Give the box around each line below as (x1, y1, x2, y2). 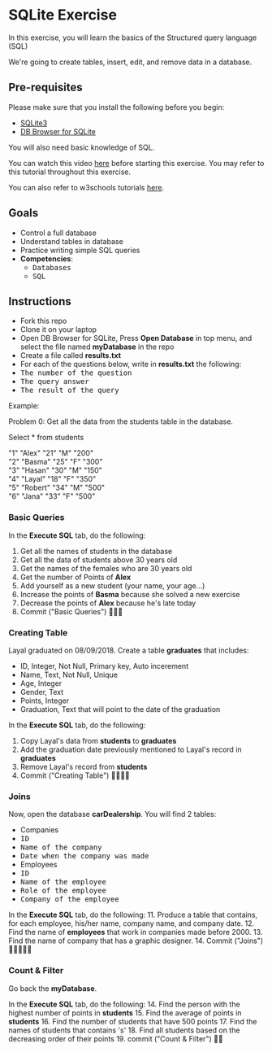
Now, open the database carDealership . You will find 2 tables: (8, 810, 217, 819)
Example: (8, 401, 40, 411)
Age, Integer (19, 678, 63, 688)
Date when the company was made (19, 852, 149, 861)
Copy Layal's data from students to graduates (19, 736, 177, 745)
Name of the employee (19, 877, 107, 887)
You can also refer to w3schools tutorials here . (8, 182, 165, 192)
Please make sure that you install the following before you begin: (8, 102, 225, 111)
